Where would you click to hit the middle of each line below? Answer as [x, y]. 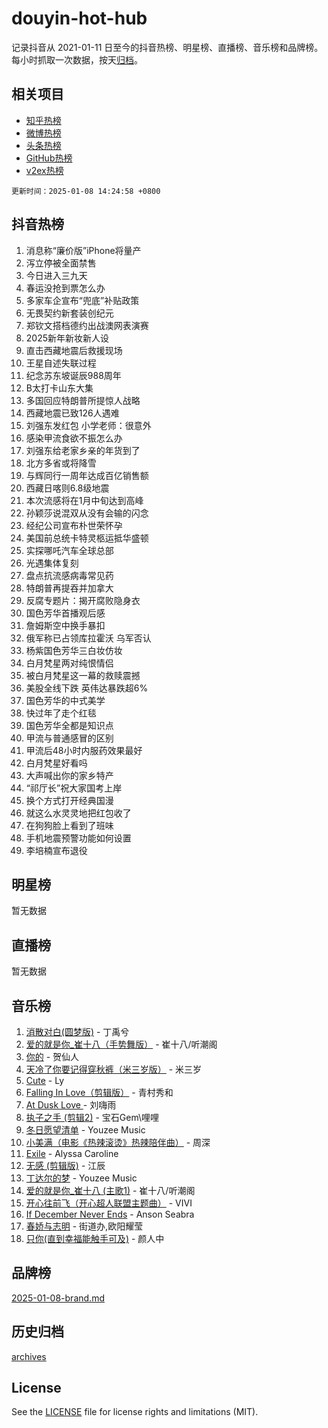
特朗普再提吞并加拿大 [69, 588]
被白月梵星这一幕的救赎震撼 [83, 675]
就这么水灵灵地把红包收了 [78, 813]
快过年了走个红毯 [61, 713]
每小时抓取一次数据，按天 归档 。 [77, 59]
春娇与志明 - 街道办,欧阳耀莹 [84, 1226]
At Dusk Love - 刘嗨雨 [71, 1105]
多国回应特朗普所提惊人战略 [83, 400]
